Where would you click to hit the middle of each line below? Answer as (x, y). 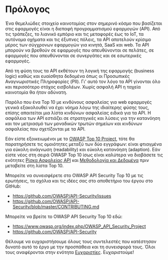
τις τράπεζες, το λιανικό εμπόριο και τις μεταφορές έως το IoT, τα (75, 34)
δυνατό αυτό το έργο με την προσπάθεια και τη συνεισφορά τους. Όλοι (80, 247)
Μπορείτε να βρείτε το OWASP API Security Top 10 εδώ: (64, 216)
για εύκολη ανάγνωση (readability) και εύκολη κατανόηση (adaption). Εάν (83, 149)
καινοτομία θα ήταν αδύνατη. (36, 92)
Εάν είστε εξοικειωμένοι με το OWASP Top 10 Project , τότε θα (70, 139)
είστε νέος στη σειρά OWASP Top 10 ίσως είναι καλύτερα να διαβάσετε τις (84, 155)
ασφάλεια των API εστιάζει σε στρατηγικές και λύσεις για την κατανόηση (83, 118)
